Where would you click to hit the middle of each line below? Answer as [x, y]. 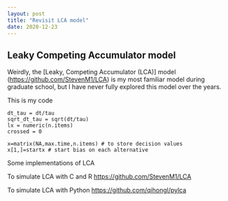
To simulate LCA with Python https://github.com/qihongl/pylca [97, 190]
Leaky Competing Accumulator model [92, 55]
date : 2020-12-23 [33, 27]
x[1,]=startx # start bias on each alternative [78, 150]
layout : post [26, 14]
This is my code [30, 100]
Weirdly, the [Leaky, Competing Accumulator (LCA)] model [92, 72]
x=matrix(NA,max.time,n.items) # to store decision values [95, 144]
